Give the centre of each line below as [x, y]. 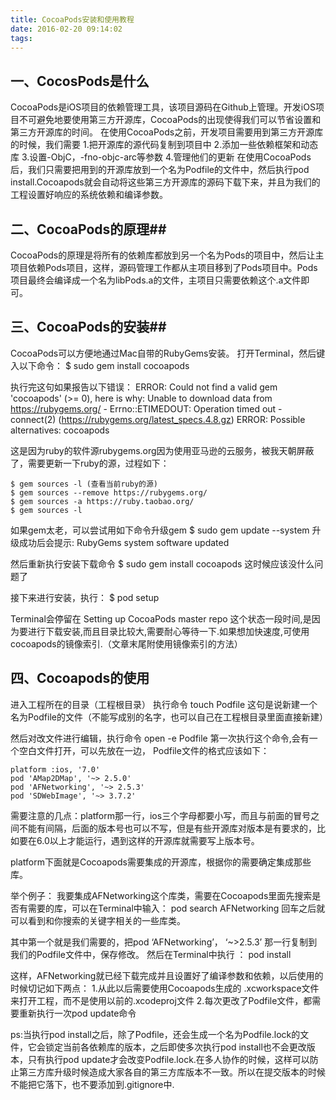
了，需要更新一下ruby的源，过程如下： [90, 463]
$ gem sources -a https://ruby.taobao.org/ [102, 501]
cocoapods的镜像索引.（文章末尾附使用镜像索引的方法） [126, 643]
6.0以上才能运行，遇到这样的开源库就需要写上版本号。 [148, 840]
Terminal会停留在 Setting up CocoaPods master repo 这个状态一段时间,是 [161, 618]
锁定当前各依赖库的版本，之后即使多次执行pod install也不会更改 [175, 1047]
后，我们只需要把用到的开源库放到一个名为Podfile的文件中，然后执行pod [160, 170]
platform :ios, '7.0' [55, 769]
